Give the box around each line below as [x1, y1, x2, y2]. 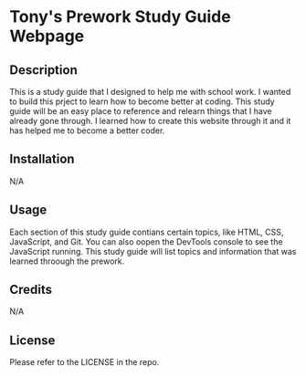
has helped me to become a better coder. [9, 125, 165, 136]
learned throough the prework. [9, 256, 125, 266]
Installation [9, 151, 75, 167]
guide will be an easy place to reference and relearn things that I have [9, 106, 272, 116]
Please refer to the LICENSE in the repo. [9, 357, 160, 368]
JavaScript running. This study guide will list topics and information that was [9, 245, 297, 256]
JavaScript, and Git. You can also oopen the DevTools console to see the [9, 235, 283, 247]
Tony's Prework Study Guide [9, 6, 231, 27]
